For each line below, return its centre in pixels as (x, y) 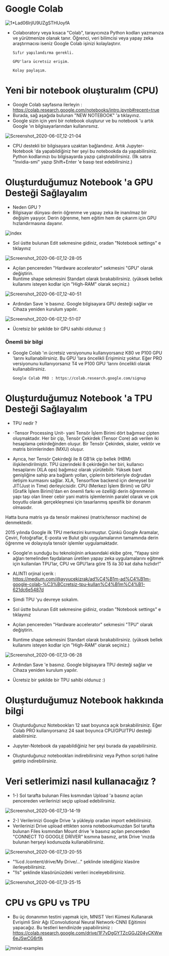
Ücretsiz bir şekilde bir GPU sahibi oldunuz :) (59, 329)
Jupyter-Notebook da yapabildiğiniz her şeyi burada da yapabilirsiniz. (85, 746)
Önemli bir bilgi (24, 341)
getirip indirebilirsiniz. (35, 761)
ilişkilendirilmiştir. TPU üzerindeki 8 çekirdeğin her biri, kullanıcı (78, 465)
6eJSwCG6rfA (27, 938)
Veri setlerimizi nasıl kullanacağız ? (81, 781)
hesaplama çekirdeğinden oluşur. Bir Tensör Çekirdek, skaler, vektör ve (86, 444)
